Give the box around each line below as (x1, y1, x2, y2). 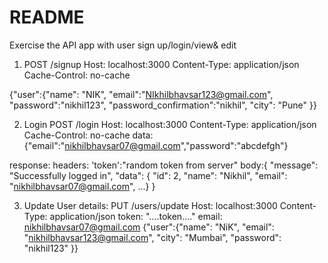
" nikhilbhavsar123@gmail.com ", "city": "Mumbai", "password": (23, 231, 282, 243)
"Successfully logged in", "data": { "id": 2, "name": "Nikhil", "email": (9, 169, 288, 181)
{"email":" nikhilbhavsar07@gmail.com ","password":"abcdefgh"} (23, 139, 289, 151)
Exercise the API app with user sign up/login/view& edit (9, 39, 237, 51)
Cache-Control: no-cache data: (23, 129, 154, 141)
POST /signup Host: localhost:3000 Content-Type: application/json (23, 58, 300, 70)
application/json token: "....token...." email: (49, 210, 223, 222)
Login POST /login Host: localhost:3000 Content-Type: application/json (23, 118, 317, 130)
